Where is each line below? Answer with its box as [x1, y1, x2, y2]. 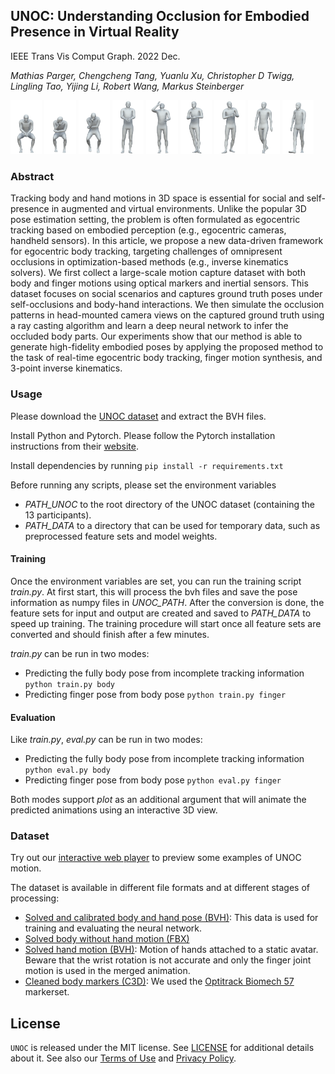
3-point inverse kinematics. [10, 362, 123, 374]
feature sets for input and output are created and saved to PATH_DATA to [10, 607, 312, 619]
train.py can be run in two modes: [10, 647, 150, 659]
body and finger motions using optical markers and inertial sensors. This [10, 277, 309, 289]
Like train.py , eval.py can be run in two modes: [10, 734, 203, 746]
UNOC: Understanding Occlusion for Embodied [10, 8, 310, 25]
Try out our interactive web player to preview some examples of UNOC [10, 852, 302, 864]
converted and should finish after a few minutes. [10, 628, 210, 640]
